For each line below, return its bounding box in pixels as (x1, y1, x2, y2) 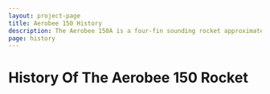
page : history (8, 34, 56, 43)
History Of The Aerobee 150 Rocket (8, 69, 249, 87)
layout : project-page (8, 11, 81, 20)
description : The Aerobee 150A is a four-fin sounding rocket (8, 27, 221, 35)
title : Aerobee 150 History (8, 19, 103, 27)
